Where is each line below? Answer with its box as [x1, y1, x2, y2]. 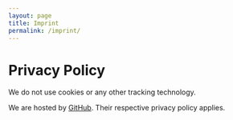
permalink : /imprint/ [8, 26, 81, 34]
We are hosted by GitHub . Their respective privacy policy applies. [8, 103, 226, 113]
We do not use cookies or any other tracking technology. [8, 87, 197, 97]
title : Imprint [8, 19, 59, 27]
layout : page [8, 11, 52, 20]
